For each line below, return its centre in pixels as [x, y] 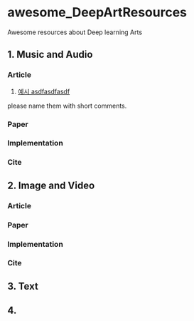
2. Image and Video [51, 185]
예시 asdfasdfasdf [44, 91]
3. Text [23, 286]
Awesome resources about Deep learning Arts [75, 32]
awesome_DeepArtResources [97, 12]
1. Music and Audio [50, 55]
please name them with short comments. [67, 106]
